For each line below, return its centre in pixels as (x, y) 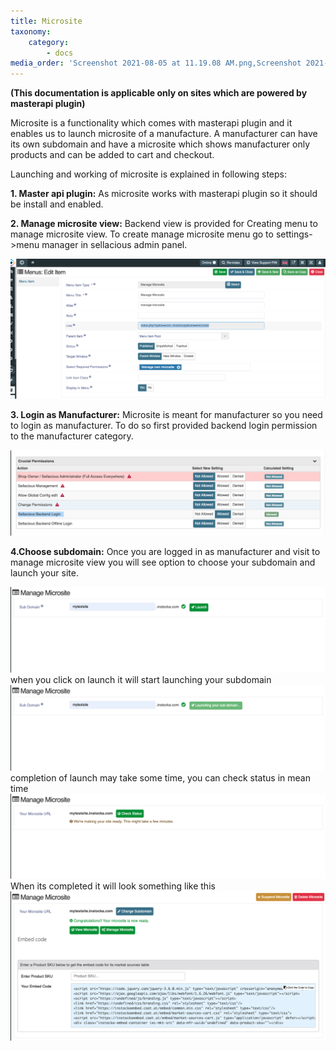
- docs (60, 53)
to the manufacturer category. (72, 436)
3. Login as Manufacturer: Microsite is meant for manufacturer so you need (166, 415)
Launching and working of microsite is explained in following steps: (148, 174)
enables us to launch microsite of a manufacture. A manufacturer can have (164, 134)
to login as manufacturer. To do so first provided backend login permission (164, 426)
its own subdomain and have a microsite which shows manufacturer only (160, 144)
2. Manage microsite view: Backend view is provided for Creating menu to (164, 224)
